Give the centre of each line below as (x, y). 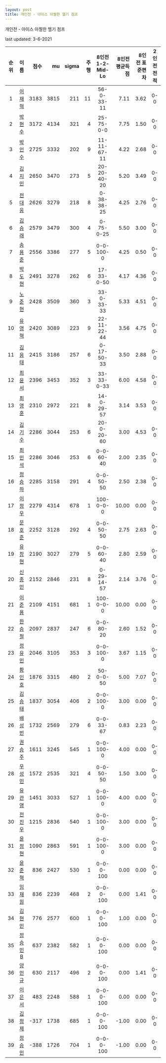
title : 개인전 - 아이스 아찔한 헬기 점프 (41, 14)
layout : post (19, 10)
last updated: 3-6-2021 (28, 39)
